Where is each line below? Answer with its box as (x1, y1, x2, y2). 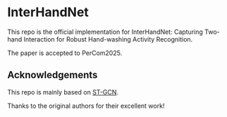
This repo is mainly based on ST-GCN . (7, 87, 118, 96)
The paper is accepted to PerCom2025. (7, 49, 123, 57)
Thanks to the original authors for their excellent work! (7, 101, 165, 110)
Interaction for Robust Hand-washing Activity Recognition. (23, 35, 193, 43)
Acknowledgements (7, 69, 98, 81)
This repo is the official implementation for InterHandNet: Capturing (7, 27, 203, 36)
